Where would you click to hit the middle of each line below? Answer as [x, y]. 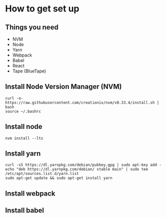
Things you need [32, 27]
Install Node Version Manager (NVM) [64, 87]
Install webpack [30, 193]
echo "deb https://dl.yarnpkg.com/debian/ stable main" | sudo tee [77, 169]
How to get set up [42, 9]
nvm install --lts [24, 138]
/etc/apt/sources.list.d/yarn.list [42, 174]
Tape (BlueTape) [29, 71]
